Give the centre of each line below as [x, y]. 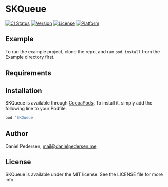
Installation [24, 90]
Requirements [28, 73]
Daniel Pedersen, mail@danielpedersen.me [51, 146]
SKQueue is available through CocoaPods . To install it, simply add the [79, 102]
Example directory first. [30, 57]
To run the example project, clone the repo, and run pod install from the [83, 51]
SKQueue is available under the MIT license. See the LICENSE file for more [84, 174]
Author [17, 134]
